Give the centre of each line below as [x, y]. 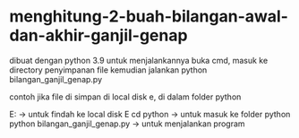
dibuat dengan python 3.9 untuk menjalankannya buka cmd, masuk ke [139, 60]
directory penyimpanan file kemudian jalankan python [108, 70]
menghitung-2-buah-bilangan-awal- [149, 17]
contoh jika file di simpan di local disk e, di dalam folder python [125, 97]
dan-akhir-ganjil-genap [98, 35]
